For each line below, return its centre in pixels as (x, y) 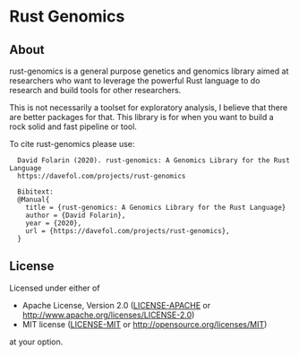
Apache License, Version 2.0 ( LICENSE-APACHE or (116, 305)
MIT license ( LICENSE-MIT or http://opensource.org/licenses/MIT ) (145, 324)
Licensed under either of (55, 288)
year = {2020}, (54, 223)
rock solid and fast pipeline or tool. (73, 126)
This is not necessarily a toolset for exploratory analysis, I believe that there (149, 108)
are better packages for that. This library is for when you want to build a (142, 117)
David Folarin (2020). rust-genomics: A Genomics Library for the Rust (154, 161)
